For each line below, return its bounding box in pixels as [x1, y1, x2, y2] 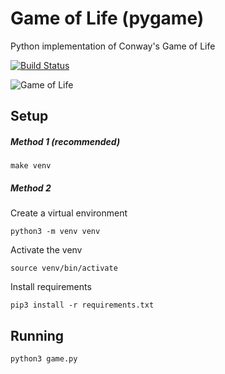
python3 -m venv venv [10, 227, 101, 237]
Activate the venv [10, 244, 83, 256]
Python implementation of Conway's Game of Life [10, 40, 216, 52]
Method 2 [10, 182, 52, 194]
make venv [10, 161, 52, 171]
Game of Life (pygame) [10, 7, 205, 30]
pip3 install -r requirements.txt [10, 300, 155, 311]
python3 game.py [10, 354, 78, 364]
